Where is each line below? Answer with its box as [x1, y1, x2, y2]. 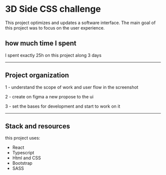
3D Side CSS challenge [5, 3, 101, 15]
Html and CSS [12, 155, 41, 161]
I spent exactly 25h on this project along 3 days [5, 52, 102, 58]
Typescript [12, 150, 35, 156]
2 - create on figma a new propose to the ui [5, 93, 94, 99]
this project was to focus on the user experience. [5, 25, 105, 30]
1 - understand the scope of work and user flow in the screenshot [5, 84, 138, 90]
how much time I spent [5, 39, 77, 48]
